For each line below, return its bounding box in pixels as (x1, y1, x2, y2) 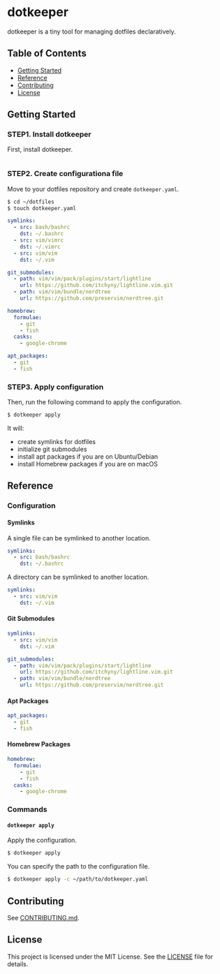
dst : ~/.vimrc (20, 243, 61, 250)
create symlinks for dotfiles (17, 438, 96, 446)
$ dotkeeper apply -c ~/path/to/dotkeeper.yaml (7, 876, 149, 883)
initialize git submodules (17, 445, 87, 454)
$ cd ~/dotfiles (7, 198, 54, 205)
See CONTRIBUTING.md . (7, 913, 80, 922)
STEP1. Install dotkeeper (7, 130, 91, 140)
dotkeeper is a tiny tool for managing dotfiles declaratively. (7, 27, 176, 36)
